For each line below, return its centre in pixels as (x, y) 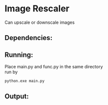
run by (11, 72)
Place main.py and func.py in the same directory (54, 67)
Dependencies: (29, 38)
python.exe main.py (25, 81)
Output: (17, 96)
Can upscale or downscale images (40, 22)
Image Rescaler (37, 9)
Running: (19, 55)
